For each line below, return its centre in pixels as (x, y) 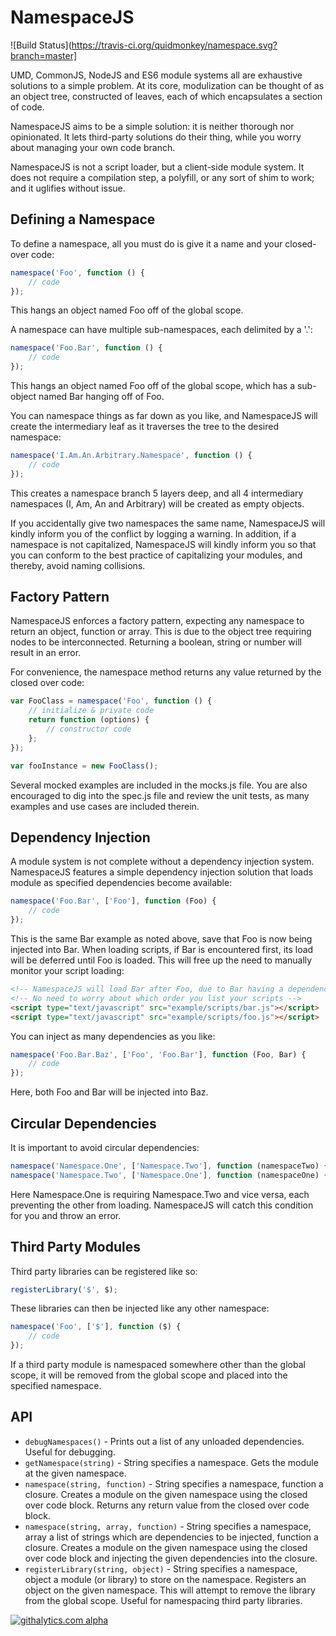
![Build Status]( (41, 45)
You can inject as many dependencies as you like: (113, 1036)
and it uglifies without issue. (68, 188)
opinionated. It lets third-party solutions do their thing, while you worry (156, 137)
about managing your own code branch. (93, 147)
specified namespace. (56, 1385)
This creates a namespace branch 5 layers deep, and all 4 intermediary (157, 493)
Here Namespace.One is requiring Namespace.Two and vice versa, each (160, 1194)
